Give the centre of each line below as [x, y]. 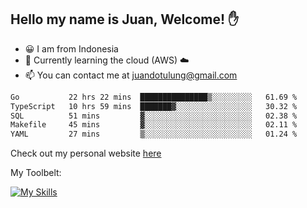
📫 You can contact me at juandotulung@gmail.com [131, 75]
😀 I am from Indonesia [71, 48]
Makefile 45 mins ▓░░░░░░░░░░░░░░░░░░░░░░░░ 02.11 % [154, 125]
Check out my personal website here [86, 153]
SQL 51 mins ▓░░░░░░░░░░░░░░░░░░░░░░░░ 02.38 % [154, 116]
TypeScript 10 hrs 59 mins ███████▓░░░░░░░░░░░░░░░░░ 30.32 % [154, 106]
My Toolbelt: [36, 173]
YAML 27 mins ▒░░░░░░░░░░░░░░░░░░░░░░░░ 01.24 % [154, 134]
